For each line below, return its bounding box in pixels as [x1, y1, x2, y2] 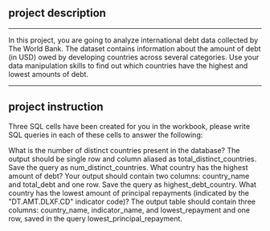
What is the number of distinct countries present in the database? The [8, 145, 240, 155]
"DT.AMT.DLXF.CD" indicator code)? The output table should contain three [8, 197, 256, 206]
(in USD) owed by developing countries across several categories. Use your [8, 52, 260, 62]
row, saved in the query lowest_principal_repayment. [8, 213, 183, 223]
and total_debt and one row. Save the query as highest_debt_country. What [8, 180, 257, 189]
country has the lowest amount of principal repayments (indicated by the [8, 188, 249, 197]
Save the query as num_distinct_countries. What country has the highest [8, 162, 248, 172]
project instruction [8, 100, 104, 114]
